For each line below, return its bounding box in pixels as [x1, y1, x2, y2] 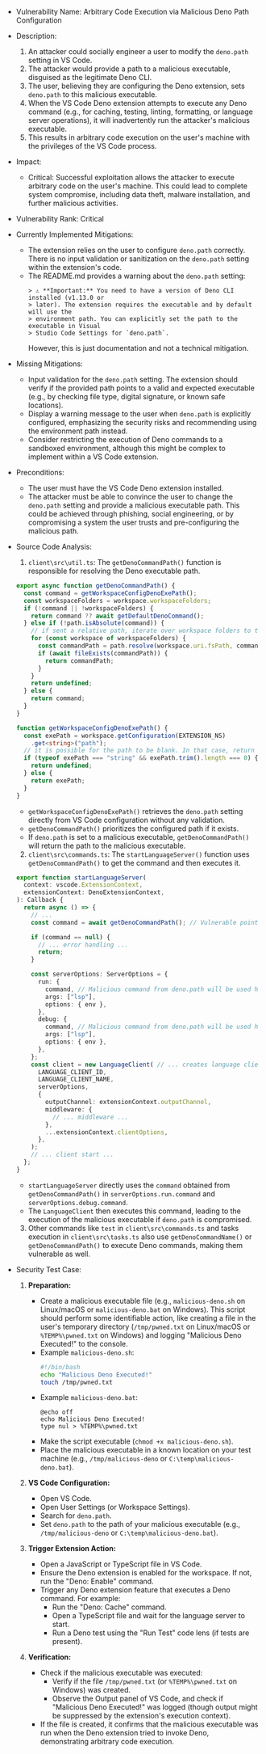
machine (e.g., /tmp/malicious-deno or [39, 1454, 168, 1464]
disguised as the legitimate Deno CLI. [27, 73, 152, 82]
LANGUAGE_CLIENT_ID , [37, 1068, 107, 1076]
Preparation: [27, 1280, 71, 1290]
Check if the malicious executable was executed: [39, 1668, 203, 1678]
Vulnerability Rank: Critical [15, 214, 105, 223]
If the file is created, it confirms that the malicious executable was [39, 1719, 259, 1729]
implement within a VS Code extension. [27, 452, 159, 462]
